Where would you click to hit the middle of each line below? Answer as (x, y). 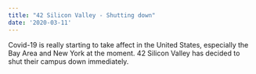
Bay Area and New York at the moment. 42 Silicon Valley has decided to (124, 53)
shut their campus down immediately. (69, 61)
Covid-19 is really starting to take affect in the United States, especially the (128, 44)
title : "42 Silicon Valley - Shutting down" (82, 15)
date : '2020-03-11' (40, 23)
